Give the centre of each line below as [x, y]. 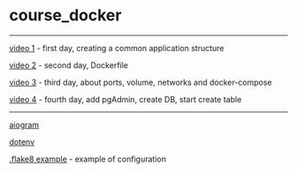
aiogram [24, 124]
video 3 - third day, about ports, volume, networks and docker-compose [141, 82]
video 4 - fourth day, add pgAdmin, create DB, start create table [126, 99]
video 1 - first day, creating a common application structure [117, 48]
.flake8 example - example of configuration [88, 159]
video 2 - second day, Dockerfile [69, 65]
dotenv [22, 141]
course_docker [65, 15]
